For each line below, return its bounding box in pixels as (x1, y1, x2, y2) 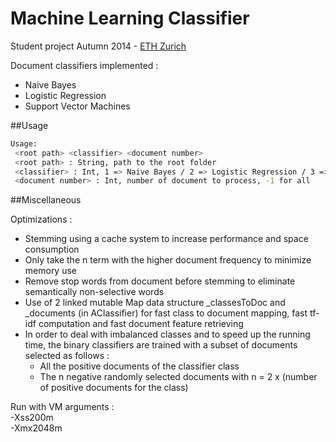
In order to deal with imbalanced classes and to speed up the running (24, 328, 311, 341)
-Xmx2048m (10, 422, 63, 434)
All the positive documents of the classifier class (39, 360, 240, 372)
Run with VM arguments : (10, 401, 115, 413)
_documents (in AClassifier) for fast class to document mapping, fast (24, 307, 308, 319)
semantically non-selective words (24, 286, 165, 298)
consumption (24, 243, 80, 256)
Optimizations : (10, 213, 73, 226)
